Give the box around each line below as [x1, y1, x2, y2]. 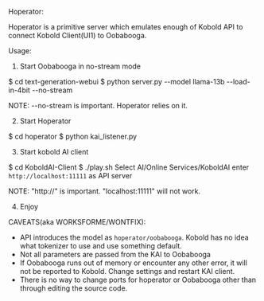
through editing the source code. [19, 283, 128, 293]
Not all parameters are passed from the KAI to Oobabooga [19, 250, 211, 259]
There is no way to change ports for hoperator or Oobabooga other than [19, 275, 257, 284]
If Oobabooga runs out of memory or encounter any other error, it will [19, 258, 248, 268]
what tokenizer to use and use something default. [19, 241, 183, 250]
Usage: [8, 46, 32, 55]
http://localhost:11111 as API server [8, 171, 133, 180]
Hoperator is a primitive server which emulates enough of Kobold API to [8, 22, 243, 31]
